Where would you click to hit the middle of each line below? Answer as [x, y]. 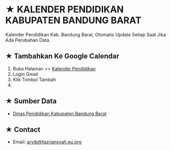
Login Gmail [25, 74]
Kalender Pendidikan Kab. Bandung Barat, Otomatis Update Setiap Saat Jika [86, 34]
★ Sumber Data [31, 101]
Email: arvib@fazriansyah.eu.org [47, 142]
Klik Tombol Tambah [34, 79]
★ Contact [23, 129]
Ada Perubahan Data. [28, 40]
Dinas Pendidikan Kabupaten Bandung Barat [60, 114]
